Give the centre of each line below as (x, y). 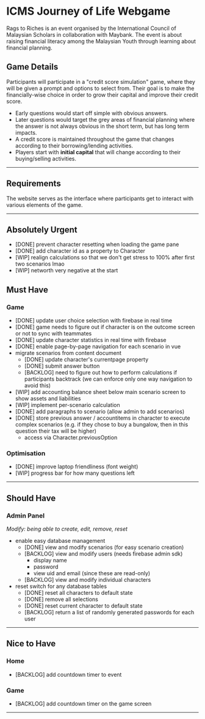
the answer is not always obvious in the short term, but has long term (102, 126)
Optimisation (26, 453)
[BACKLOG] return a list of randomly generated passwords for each (109, 613)
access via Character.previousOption (71, 438)
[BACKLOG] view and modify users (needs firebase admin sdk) (103, 554)
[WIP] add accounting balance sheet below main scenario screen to (100, 392)
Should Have (31, 498)
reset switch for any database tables (61, 586)
